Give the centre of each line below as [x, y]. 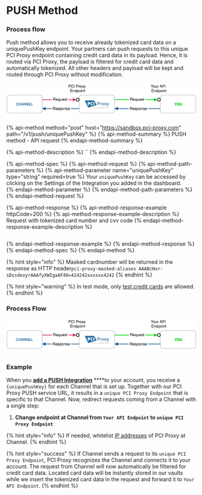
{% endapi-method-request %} [45, 196]
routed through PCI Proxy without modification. [65, 75]
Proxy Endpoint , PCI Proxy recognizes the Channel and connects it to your [99, 460]
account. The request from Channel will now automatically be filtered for [96, 467]
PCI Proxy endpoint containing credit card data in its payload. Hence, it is [97, 56]
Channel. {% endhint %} [36, 442]
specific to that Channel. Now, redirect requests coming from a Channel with [101, 400]
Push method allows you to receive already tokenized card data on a [91, 42]
